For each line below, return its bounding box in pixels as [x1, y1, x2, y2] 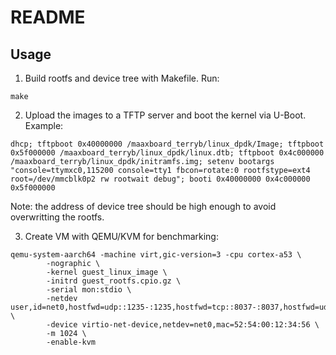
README [10, 6, 86, 29]
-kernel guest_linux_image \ [46, 267, 168, 277]
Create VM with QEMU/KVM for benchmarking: [24, 231, 219, 242]
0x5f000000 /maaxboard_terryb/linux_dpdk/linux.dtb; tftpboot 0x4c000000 [10, 148, 325, 158]
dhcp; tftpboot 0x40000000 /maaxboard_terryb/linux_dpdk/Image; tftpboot [10, 139, 325, 149]
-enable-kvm [46, 337, 97, 347]
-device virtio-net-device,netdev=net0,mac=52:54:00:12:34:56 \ [46, 320, 320, 330]
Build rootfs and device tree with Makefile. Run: [24, 72, 220, 84]
